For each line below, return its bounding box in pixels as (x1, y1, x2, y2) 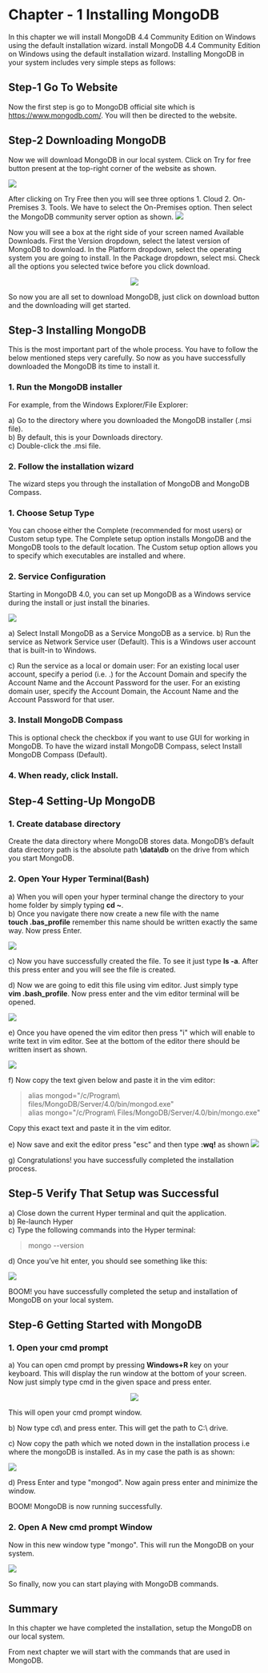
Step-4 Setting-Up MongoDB (8, 794, 156, 809)
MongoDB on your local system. (8, 1295, 114, 1304)
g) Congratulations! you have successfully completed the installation (8, 1155, 234, 1164)
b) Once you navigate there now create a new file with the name (8, 908, 220, 918)
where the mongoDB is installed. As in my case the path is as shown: (8, 1447, 235, 1457)
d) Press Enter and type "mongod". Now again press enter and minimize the (8, 1478, 258, 1487)
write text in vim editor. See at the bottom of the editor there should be (8, 1036, 240, 1045)
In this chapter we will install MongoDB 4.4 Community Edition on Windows (8, 32, 256, 42)
